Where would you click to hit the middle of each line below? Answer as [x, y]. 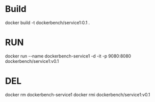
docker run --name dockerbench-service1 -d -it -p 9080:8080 [68, 56]
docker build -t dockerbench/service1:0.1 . [47, 23]
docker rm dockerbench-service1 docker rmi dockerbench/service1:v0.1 [78, 95]
